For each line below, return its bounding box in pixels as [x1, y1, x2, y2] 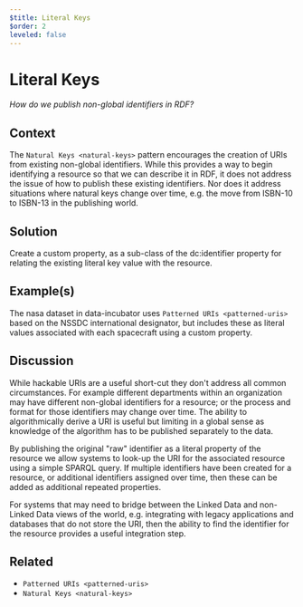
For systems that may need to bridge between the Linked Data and [9, 499, 258, 510]
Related [9, 554, 54, 569]
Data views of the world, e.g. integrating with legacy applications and [35, 508, 294, 519]
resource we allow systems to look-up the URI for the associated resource [9, 452, 286, 463]
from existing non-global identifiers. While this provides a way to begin [9, 159, 273, 170]
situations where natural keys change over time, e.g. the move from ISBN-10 [9, 188, 293, 199]
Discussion [9, 353, 74, 369]
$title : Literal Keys [9, 13, 91, 23]
